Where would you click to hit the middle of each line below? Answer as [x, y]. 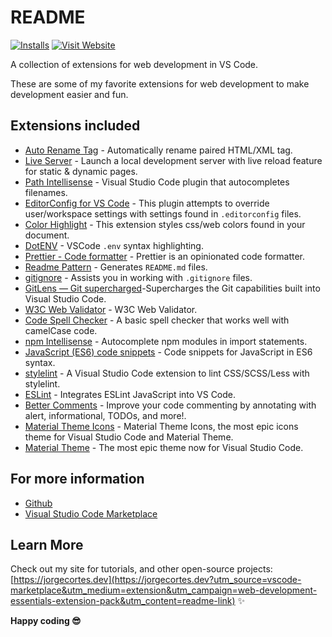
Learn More [47, 544]
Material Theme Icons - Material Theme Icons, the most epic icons [161, 426]
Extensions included [75, 126]
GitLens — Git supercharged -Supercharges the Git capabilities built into [172, 288]
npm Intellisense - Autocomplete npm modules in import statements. [166, 341]
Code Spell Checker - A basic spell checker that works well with [157, 320]
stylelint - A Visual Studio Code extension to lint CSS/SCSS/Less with [167, 373]
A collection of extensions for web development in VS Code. [134, 64]
